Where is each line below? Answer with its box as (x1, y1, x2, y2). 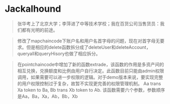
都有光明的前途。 (21, 27, 58, 33)
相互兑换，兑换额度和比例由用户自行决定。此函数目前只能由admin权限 (17, 67, 164, 74)
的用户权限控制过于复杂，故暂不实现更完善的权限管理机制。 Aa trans (17, 80, 161, 87)
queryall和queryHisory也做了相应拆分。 (17, 50, 101, 57)
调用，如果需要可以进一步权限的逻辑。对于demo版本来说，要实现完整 (17, 74, 163, 80)
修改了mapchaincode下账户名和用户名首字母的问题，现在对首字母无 (17, 38, 160, 44)
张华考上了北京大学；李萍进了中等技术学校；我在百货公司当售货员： (17, 20, 160, 27)
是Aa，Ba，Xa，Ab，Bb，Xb (17, 93, 78, 99)
